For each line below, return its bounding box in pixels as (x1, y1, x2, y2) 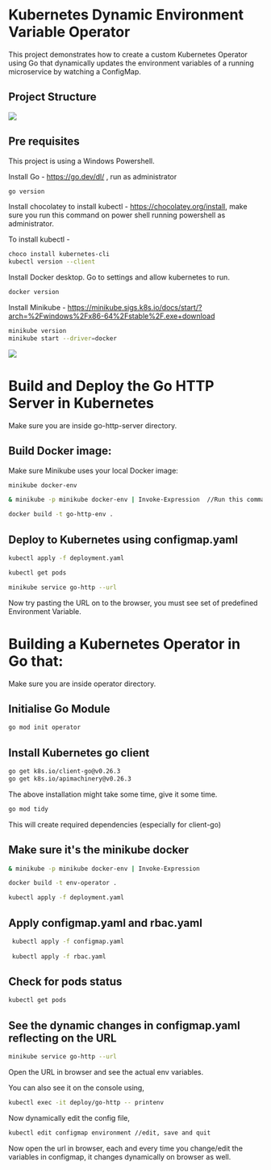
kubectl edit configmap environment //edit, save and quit (8, 1129, 211, 1137)
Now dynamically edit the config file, (8, 1113, 131, 1122)
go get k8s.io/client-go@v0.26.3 (8, 768, 121, 776)
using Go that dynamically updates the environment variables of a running (8, 58, 254, 68)
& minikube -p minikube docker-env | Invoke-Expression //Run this (8, 495, 244, 504)
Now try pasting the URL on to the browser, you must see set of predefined (8, 598, 258, 608)
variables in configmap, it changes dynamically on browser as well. (8, 1151, 231, 1161)
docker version (8, 288, 60, 297)
